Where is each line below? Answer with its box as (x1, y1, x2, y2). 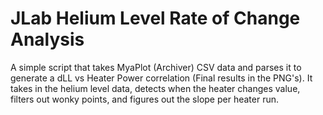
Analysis (10, 28, 85, 51)
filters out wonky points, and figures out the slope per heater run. (10, 93, 280, 105)
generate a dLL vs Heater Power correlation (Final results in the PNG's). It (10, 72, 313, 84)
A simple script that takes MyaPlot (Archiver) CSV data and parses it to (10, 61, 302, 73)
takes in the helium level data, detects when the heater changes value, (10, 82, 301, 94)
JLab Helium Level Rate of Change (10, 7, 301, 30)
